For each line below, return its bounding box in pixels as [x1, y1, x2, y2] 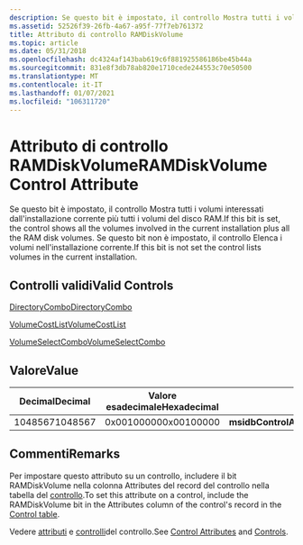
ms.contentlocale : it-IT [9, 80, 103, 89]
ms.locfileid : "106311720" [9, 96, 111, 106]
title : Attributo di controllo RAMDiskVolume [9, 30, 183, 39]
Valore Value [9, 362, 79, 378]
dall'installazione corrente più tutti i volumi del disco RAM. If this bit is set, [9, 213, 281, 224]
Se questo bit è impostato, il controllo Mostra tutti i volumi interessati [9, 204, 264, 214]
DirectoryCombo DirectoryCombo [9, 302, 133, 313]
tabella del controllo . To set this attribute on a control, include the [9, 489, 249, 500]
